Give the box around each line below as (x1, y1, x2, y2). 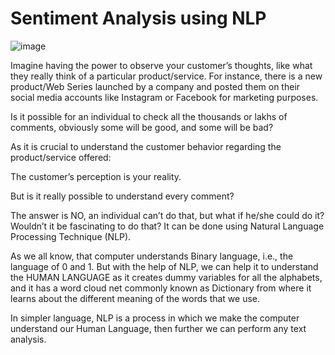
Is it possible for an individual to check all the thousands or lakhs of (10, 110, 288, 122)
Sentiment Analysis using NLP (10, 7, 267, 30)
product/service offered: (10, 151, 112, 163)
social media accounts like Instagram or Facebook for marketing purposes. (10, 91, 319, 103)
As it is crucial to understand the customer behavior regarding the (10, 140, 282, 152)
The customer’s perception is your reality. (10, 170, 182, 182)
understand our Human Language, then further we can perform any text (10, 322, 307, 334)
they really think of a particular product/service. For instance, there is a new (10, 70, 323, 82)
